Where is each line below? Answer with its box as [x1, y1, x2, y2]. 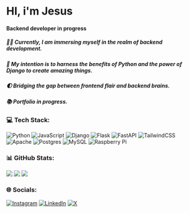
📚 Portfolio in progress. [6, 98, 68, 105]
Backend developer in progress [6, 24, 87, 32]
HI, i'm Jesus [6, 4, 73, 18]
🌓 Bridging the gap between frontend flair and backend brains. [6, 82, 170, 89]
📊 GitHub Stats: [6, 154, 55, 162]
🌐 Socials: [6, 186, 38, 194]
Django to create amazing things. [6, 67, 93, 74]
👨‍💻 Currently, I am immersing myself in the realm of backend [6, 38, 163, 46]
